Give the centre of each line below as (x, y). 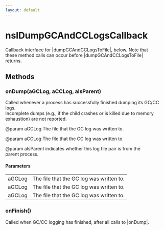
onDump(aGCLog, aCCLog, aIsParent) (53, 91)
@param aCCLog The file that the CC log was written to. (65, 139)
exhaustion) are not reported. (36, 119)
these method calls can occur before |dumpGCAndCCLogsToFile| (74, 55)
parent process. (22, 154)
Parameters (18, 166)
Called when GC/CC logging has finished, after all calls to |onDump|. (77, 222)
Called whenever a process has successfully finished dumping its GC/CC (82, 103)
